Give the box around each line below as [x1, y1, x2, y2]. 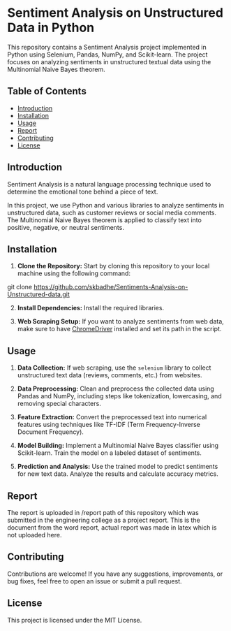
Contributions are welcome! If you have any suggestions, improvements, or [7, 570, 223, 578]
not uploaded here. [7, 531, 62, 539]
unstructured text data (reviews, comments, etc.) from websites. [17, 371, 202, 379]
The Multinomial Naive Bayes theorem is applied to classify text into [7, 215, 202, 224]
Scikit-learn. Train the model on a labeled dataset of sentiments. [17, 449, 202, 457]
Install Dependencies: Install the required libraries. [17, 304, 165, 312]
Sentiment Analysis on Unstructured [7, 5, 223, 21]
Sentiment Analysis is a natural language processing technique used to [7, 180, 211, 188]
